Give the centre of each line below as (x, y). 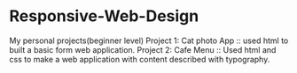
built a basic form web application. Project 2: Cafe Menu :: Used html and (143, 49)
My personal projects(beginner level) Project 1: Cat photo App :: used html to (149, 40)
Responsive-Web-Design (104, 16)
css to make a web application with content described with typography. (140, 59)
